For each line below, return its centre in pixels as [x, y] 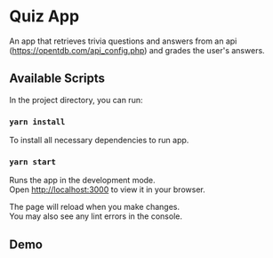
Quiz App [44, 16]
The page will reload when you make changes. [95, 207]
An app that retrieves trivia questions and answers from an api [123, 41]
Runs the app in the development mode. [82, 181]
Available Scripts [57, 79]
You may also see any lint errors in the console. [96, 216]
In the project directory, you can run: [76, 100]
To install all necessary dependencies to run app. [99, 141]
